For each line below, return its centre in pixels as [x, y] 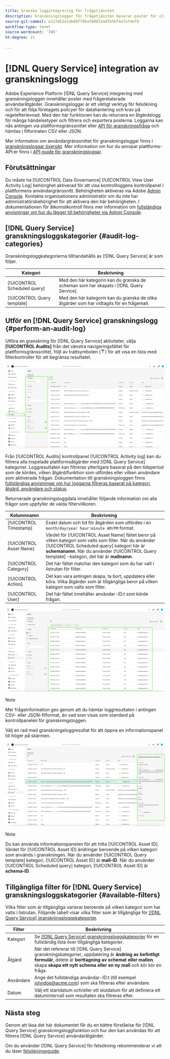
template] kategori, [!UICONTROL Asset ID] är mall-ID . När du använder [80, 860]
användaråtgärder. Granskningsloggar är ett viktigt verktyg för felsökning [81, 104]
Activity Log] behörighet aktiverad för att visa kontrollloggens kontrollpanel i [84, 185]
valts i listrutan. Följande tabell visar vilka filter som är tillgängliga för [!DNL [83, 912]
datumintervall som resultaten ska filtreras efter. [84, 995]
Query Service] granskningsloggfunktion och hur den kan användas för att [83, 1031]
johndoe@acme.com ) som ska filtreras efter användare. [92, 983]
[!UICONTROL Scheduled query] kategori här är [95, 546]
